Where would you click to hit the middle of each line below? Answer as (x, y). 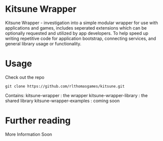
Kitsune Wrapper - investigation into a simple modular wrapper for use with (81, 23)
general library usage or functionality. (43, 43)
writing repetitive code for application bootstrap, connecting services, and (81, 38)
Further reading (38, 121)
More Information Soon (29, 134)
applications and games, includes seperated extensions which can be (76, 28)
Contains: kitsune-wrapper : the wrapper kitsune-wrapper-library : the (77, 95)
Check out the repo (25, 77)
